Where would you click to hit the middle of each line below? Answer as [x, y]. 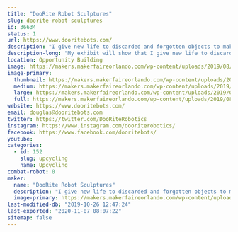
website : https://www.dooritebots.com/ [66, 106]
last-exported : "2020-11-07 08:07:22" [64, 211]
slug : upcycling [44, 159]
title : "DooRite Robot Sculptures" [60, 14]
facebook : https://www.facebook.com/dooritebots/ [82, 132]
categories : [25, 146]
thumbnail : [30, 80]
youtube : [20, 139]
